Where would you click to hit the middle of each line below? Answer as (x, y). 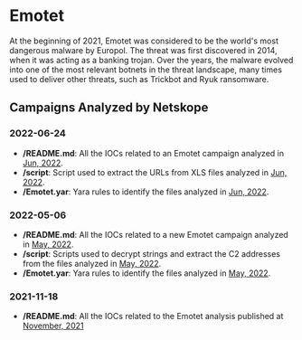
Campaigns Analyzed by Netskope (109, 108)
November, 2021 (53, 326)
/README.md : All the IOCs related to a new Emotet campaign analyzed (156, 234)
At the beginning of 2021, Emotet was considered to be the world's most (144, 41)
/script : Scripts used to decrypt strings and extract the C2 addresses (151, 253)
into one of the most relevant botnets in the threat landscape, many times (146, 70)
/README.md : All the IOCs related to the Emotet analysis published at (153, 316)
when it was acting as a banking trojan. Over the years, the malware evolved (151, 60)
